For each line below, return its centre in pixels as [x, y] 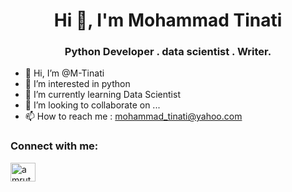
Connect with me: [54, 146]
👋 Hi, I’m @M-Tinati [64, 73]
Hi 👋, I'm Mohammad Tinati [168, 20]
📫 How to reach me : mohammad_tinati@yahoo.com [133, 116]
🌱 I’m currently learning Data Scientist [102, 95]
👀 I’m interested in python [77, 84]
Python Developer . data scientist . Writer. [168, 52]
